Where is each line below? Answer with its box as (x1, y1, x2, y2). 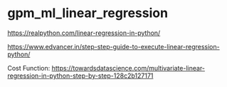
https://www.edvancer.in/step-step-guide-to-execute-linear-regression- (7, 42, 220, 51)
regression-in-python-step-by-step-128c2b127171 (7, 71, 154, 80)
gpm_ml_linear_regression (7, 5, 169, 21)
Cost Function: (7, 63, 51, 72)
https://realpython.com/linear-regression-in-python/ (7, 29, 161, 37)
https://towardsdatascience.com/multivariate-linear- (51, 63, 205, 72)
